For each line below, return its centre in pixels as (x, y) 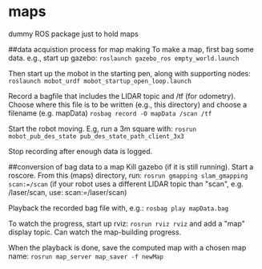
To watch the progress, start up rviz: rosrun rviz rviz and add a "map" (127, 223)
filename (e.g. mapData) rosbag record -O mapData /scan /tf (110, 113)
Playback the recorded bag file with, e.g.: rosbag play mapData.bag (119, 208)
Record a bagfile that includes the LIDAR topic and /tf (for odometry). (122, 96)
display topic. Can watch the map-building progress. (95, 232)
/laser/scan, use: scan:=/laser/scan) (68, 192)
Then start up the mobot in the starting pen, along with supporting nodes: (129, 73)
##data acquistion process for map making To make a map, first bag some (131, 49)
